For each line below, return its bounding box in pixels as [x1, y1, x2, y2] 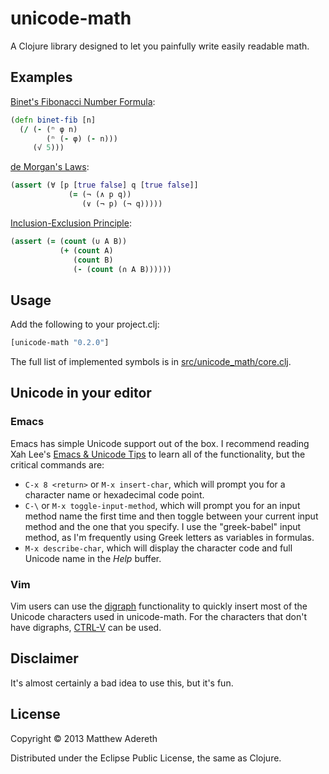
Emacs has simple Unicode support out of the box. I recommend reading [10, 437, 310, 449]
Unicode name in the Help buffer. [24, 552, 162, 564]
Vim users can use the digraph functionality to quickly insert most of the [10, 600, 308, 612]
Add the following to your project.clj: [10, 318, 160, 331]
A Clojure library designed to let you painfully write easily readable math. [10, 40, 310, 52]
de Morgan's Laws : [10, 161, 90, 173]
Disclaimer [10, 650, 79, 667]
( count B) [73, 255, 114, 265]
